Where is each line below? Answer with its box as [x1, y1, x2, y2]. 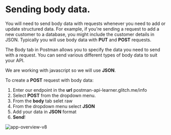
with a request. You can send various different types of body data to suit [5, 52, 158, 58]
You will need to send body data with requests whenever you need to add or [5, 20, 166, 26]
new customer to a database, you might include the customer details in [5, 31, 155, 37]
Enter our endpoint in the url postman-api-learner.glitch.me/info [12, 87, 147, 93]
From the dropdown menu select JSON [12, 103, 95, 109]
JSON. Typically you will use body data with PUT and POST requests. [5, 37, 152, 43]
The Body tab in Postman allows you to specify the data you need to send [5, 46, 160, 52]
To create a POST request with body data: [5, 77, 94, 83]
